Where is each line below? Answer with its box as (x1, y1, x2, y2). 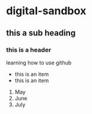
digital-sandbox (6, 4, 87, 18)
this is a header (6, 46, 52, 54)
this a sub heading (6, 28, 76, 38)
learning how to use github (6, 59, 72, 66)
